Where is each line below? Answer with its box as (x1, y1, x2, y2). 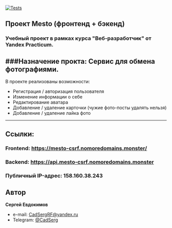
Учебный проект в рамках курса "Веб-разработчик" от (5, 35, 152, 42)
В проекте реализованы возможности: (5, 79, 91, 85)
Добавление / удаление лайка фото (12, 110, 91, 116)
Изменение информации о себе (12, 94, 83, 100)
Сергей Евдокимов (5, 201, 48, 208)
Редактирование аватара (12, 99, 68, 106)
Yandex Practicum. (5, 41, 54, 48)
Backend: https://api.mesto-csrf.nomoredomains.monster (5, 159, 154, 166)
